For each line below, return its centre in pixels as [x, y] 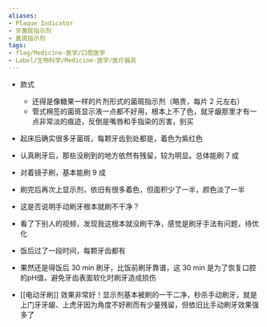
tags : [17, 46]
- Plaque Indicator [41, 23]
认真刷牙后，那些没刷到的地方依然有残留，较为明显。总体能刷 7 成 [129, 155]
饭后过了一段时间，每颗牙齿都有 [73, 250]
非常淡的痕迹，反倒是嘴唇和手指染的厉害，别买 [116, 121]
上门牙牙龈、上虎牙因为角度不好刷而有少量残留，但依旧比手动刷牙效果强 [139, 305]
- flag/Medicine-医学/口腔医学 [57, 53]
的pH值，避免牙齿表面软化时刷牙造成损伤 [88, 277]
